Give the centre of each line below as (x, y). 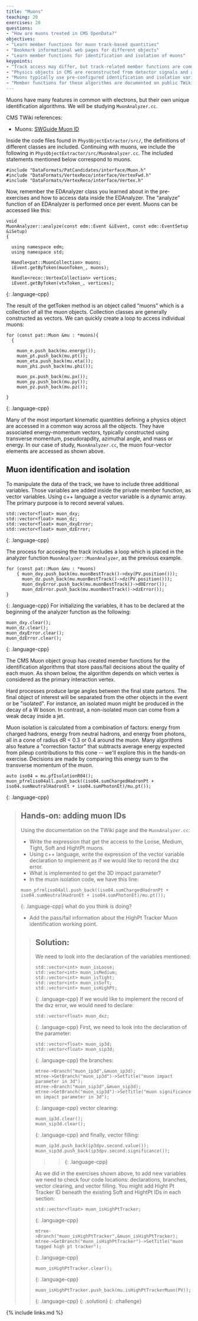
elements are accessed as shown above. (55, 451)
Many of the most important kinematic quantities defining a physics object (96, 420)
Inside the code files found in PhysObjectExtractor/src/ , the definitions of (96, 140)
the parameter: (53, 1033)
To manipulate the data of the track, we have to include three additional (93, 484)
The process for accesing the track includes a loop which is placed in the (95, 551)
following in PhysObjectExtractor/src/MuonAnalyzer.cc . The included (90, 153)
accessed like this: (29, 210)
